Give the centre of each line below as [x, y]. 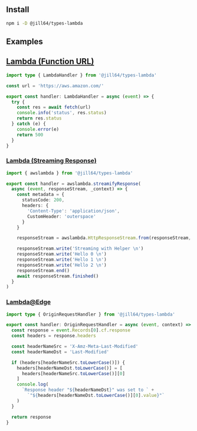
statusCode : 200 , [43, 200]
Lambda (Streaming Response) [51, 161]
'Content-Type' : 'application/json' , [73, 211]
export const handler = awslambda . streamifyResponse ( [74, 184]
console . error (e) [38, 129]
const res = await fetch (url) [54, 107]
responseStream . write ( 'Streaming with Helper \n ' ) [80, 249]
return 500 [30, 135]
